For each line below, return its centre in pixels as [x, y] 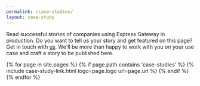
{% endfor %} [23, 77]
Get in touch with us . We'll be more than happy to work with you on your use [100, 47]
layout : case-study [30, 17]
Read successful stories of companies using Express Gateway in [86, 34]
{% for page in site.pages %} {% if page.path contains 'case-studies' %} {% [100, 64]
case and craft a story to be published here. [60, 53]
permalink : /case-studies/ [40, 12]
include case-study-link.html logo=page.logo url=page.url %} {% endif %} [98, 71]
